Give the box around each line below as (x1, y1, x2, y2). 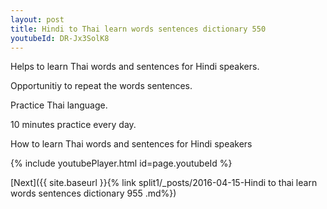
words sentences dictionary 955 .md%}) (10, 187, 177, 200)
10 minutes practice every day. (10, 119, 137, 131)
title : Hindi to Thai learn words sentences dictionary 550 (10, 24, 267, 34)
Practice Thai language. (10, 99, 108, 111)
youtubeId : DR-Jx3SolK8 (10, 33, 110, 43)
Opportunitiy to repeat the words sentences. (10, 80, 193, 92)
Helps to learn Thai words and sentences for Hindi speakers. (10, 61, 260, 73)
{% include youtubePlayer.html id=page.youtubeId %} (10, 157, 233, 170)
